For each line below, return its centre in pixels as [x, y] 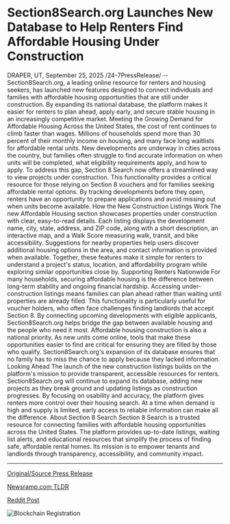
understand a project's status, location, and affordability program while [107, 264]
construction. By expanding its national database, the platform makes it [107, 104]
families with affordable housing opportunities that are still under [98, 97]
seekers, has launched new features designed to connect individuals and [110, 90]
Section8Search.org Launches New [110, 13]
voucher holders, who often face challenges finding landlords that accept [111, 308]
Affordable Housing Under [83, 42]
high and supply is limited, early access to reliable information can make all [113, 410]
